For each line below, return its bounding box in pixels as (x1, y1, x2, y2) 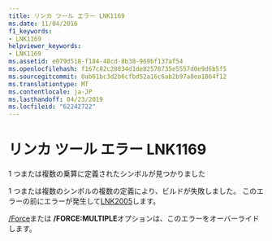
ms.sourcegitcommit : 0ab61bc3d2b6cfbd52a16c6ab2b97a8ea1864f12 (8, 72, 227, 81)
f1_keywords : (8, 27, 53, 35)
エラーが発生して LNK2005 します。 (43, 196, 161, 206)
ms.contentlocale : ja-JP (8, 87, 93, 96)
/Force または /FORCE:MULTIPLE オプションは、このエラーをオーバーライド (8, 213, 260, 224)
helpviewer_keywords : (8, 42, 82, 50)
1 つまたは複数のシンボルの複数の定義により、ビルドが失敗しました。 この (8, 186, 257, 196)
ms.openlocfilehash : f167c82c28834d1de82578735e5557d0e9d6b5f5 (8, 65, 227, 73)
